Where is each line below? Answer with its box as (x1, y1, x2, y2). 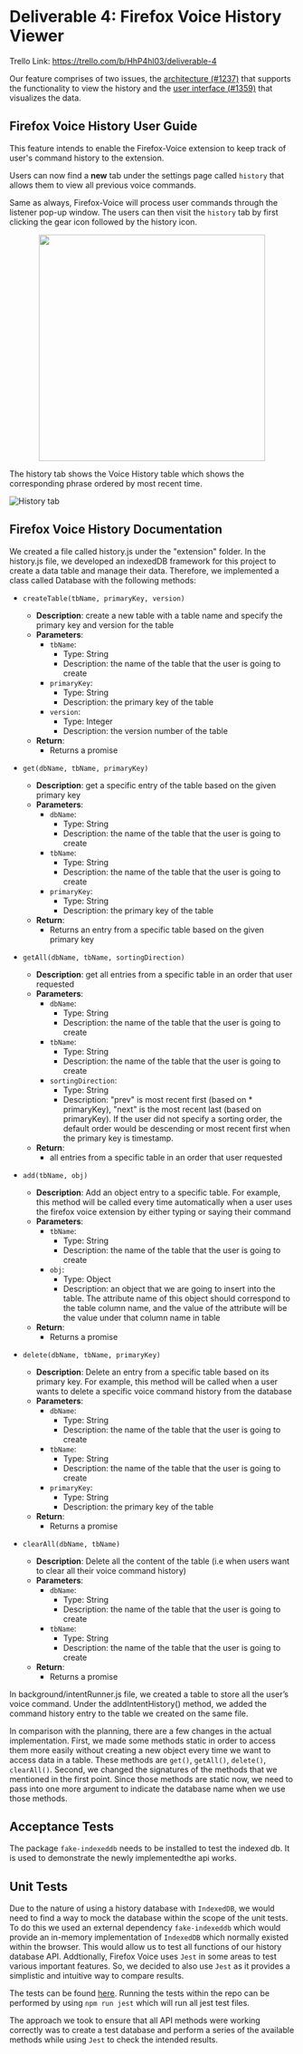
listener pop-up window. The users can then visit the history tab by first (9, 207, 279, 217)
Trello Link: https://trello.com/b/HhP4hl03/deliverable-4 (9, 55, 217, 66)
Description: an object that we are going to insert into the (62, 1283, 276, 1294)
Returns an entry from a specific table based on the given (49, 924, 265, 935)
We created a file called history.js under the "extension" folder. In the (9, 545, 267, 556)
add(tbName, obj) (22, 1171, 89, 1180)
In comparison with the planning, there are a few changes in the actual (9, 1725, 272, 1736)
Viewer (9, 25, 65, 46)
